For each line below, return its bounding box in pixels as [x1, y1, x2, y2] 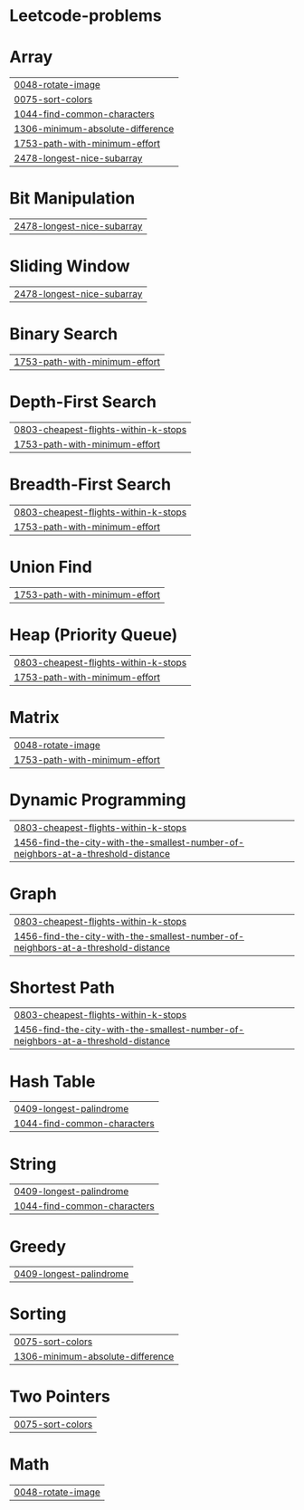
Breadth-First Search [9, 474, 172, 495]
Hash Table [9, 1071, 96, 1091]
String [9, 1154, 57, 1174]
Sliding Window [9, 256, 130, 277]
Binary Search [9, 324, 119, 345]
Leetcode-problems [9, 5, 162, 26]
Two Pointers [9, 1386, 111, 1407]
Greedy [9, 1236, 66, 1257]
